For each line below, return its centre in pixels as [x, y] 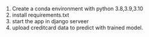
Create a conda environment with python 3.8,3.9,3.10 [78, 9]
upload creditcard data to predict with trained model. [78, 27]
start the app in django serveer [50, 21]
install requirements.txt [40, 15]
